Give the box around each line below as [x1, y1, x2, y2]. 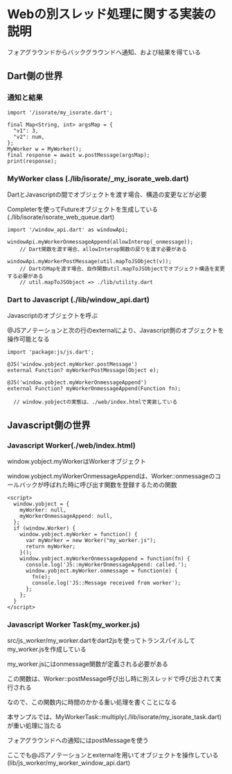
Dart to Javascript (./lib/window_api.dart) [7, 294, 150, 304]
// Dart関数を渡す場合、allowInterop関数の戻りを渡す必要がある [19, 246, 187, 253]
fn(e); [32, 573, 51, 580]
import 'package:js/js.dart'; [7, 348, 95, 356]
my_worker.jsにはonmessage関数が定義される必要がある [7, 660, 168, 668]
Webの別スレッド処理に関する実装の [7, 6, 216, 22]
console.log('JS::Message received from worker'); [32, 579, 181, 587]
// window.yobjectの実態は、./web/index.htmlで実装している [13, 398, 178, 406]
